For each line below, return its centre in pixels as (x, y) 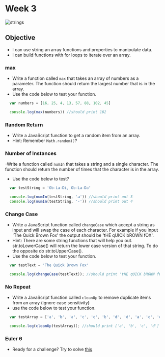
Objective (20, 38)
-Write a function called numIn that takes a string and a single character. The (82, 164)
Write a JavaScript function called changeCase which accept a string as (83, 225)
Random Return (24, 125)
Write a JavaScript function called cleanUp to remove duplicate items (82, 298)
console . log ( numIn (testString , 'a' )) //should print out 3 (71, 197)
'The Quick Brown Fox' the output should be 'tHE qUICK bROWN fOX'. (83, 235)
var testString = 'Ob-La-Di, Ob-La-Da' (50, 188)
